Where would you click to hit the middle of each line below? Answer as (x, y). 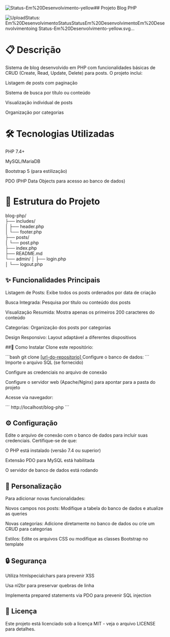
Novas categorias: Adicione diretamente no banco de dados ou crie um (80, 524)
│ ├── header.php (25, 226)
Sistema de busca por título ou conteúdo (48, 93)
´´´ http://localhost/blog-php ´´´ (37, 407)
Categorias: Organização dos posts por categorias (58, 327)
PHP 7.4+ (15, 151)
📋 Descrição (33, 50)
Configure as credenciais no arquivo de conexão (56, 372)
